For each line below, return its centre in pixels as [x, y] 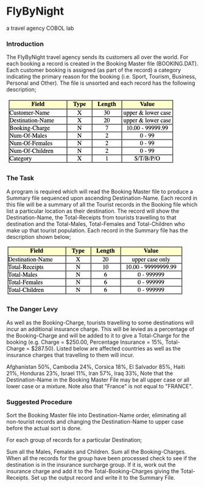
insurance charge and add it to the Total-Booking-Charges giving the [93, 471]
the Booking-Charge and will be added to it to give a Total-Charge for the [98, 335]
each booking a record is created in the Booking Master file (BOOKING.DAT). [102, 64]
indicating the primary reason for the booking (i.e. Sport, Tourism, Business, [101, 77]
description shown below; [39, 236]
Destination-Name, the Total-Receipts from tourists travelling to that [91, 217]
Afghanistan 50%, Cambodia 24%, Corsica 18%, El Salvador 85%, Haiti [96, 366]
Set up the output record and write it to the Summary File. [103, 478]
